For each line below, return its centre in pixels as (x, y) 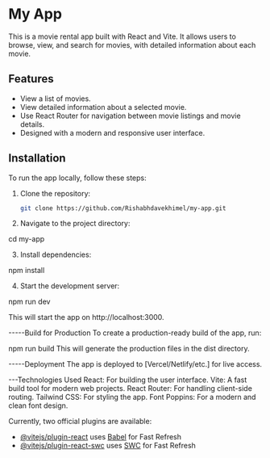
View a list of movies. (55, 99)
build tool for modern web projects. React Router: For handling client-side (130, 389)
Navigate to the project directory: (75, 224)
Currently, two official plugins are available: (80, 422)
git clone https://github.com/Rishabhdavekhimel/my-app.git (123, 208)
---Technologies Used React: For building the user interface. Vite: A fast (128, 380)
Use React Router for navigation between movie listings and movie (130, 116)
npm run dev (29, 302)
